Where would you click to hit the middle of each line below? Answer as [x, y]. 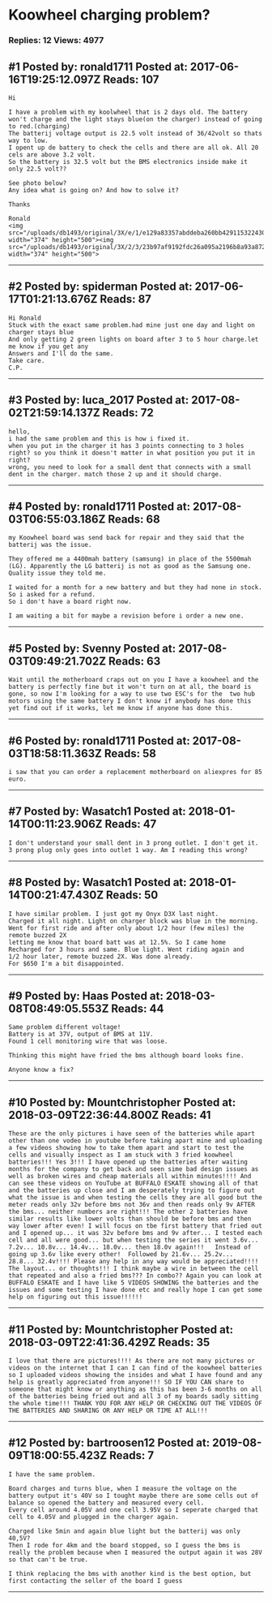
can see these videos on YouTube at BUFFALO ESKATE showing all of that [134, 1184]
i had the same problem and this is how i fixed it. [99, 439]
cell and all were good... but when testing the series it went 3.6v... [134, 1240]
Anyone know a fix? [41, 1070]
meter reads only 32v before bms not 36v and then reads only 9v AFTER [132, 1205]
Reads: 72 [128, 413]
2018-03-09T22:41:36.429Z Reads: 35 [109, 1342]
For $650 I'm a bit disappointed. [67, 963]
